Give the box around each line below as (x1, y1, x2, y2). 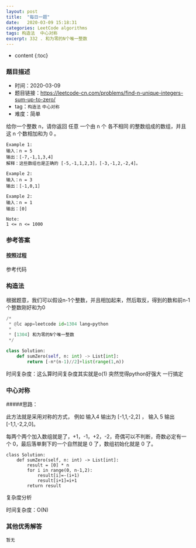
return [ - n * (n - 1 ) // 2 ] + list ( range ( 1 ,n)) (27, 358, 125, 364)
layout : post (6, 8, 38, 15)
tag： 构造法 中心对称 (14, 103, 60, 110)
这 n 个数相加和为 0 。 (6, 130, 60, 137)
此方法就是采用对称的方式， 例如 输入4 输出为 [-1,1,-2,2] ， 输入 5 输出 (6, 413, 175, 420)
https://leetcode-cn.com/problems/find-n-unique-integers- (40, 89, 183, 97)
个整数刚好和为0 (6, 303, 46, 311)
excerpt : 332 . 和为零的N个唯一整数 (6, 36, 88, 42)
